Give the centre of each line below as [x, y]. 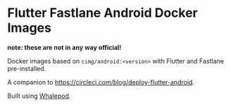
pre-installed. [27, 68]
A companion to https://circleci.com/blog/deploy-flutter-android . [101, 82]
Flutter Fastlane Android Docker [103, 13]
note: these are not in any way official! [64, 47]
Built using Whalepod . [39, 96]
